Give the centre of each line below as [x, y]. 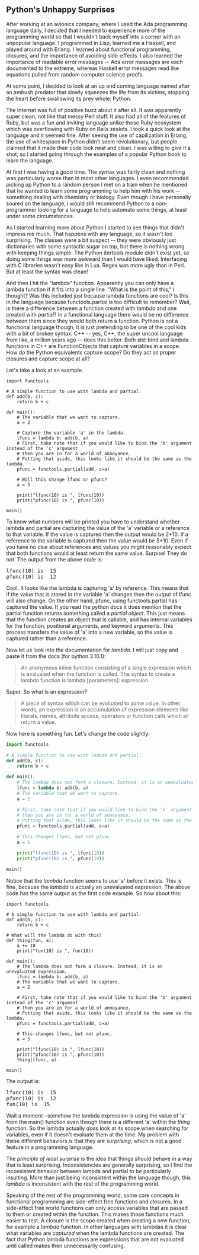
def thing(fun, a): [30, 940]
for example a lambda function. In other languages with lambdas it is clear [97, 1227]
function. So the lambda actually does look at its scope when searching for [97, 1128]
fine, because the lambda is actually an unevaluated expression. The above [98, 887]
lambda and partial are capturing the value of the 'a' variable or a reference [98, 528]
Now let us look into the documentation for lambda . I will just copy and [92, 650]
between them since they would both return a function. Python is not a [92, 321]
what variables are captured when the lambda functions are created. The [95, 1233]
